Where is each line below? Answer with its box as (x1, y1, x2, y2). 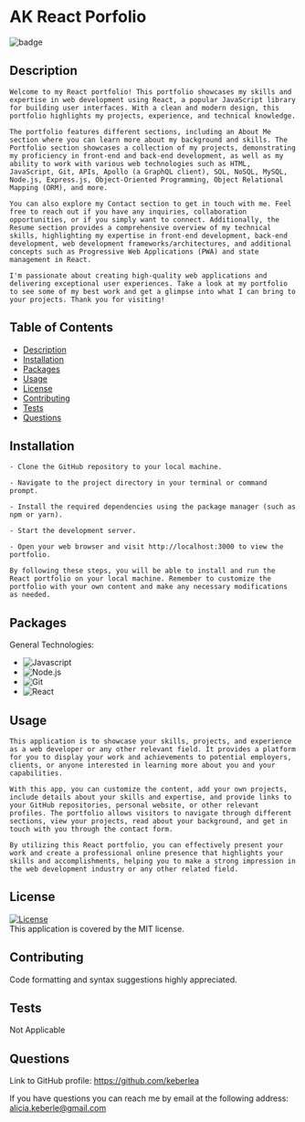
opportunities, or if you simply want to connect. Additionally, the (9, 215, 280, 225)
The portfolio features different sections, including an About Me (9, 127, 272, 136)
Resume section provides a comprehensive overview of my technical (9, 223, 272, 232)
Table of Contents (9, 320, 114, 335)
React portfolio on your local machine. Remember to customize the (9, 574, 272, 583)
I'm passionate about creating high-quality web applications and (9, 271, 268, 280)
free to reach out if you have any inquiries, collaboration (9, 207, 247, 216)
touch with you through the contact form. (9, 824, 174, 834)
